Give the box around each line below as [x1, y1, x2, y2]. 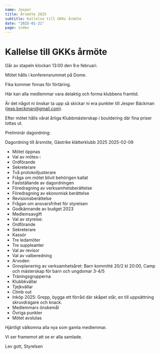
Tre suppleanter [12, 243, 44, 248]
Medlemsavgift [12, 211, 42, 217]
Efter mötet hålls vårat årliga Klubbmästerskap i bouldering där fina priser [5, 115, 152, 121]
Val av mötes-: [12, 154, 41, 160]
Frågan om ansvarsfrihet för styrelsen [12, 201, 88, 207]
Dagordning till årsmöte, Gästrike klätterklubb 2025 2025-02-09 [5, 139, 134, 145]
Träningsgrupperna [12, 273, 51, 279]
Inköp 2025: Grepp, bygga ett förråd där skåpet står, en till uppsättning [12, 294, 154, 300]
